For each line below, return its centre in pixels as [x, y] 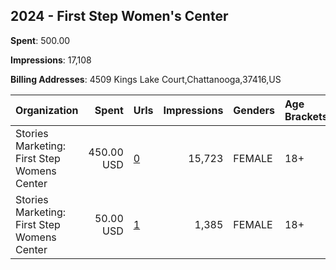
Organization [47, 110]
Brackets [306, 116]
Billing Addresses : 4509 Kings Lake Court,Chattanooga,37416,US [146, 79]
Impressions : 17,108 [51, 60]
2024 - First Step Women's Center [119, 16]
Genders [254, 110]
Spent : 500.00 [40, 40]
